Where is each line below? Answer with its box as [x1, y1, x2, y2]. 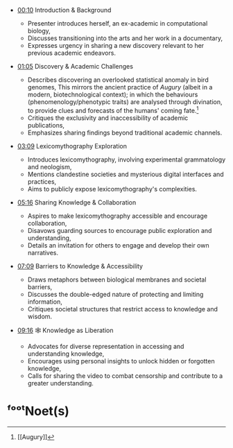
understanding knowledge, [27, 350, 105, 358]
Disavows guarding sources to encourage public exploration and [27, 226, 212, 234]
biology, [27, 27, 51, 35]
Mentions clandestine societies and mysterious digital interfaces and [27, 170, 224, 178]
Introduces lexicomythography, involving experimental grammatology [27, 155, 226, 164]
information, [27, 298, 62, 306]
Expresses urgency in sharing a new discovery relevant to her [27, 42, 205, 49]
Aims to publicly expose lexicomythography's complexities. [27, 184, 198, 193]
